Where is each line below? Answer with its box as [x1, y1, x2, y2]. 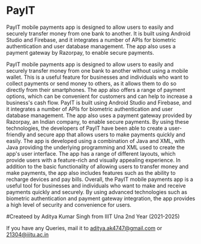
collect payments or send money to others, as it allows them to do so [6, 79, 177, 87]
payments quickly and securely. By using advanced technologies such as [6, 188, 188, 195]
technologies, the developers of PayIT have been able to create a [6, 124, 167, 132]
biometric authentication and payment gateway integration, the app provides [6, 195, 196, 202]
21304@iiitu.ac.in [6, 231, 49, 238]
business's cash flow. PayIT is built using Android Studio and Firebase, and [6, 99, 192, 106]
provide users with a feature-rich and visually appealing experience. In [6, 156, 181, 163]
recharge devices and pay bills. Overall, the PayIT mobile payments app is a [6, 175, 194, 183]
